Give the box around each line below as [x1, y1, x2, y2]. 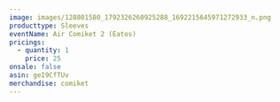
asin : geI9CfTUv [9, 71, 69, 80]
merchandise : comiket [9, 79, 89, 88]
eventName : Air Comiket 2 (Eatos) [9, 29, 137, 38]
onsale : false [9, 63, 62, 72]
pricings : [9, 37, 46, 47]
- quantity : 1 [17, 46, 69, 55]
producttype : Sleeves [9, 21, 89, 30]
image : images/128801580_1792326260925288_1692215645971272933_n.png [9, 12, 272, 22]
